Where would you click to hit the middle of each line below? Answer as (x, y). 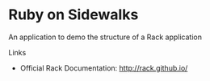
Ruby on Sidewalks (73, 15)
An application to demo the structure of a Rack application (105, 37)
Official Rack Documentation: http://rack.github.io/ (104, 68)
